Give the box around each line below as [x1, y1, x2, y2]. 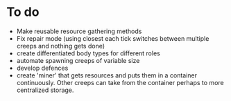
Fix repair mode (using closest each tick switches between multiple [16, 34, 209, 42]
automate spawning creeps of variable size [16, 56, 140, 64]
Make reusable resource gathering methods [16, 27, 142, 35]
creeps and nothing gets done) [16, 42, 105, 50]
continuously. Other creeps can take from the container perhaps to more [16, 78, 224, 86]
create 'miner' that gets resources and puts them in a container [16, 71, 197, 80]
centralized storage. [16, 86, 74, 94]
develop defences [16, 64, 69, 72]
